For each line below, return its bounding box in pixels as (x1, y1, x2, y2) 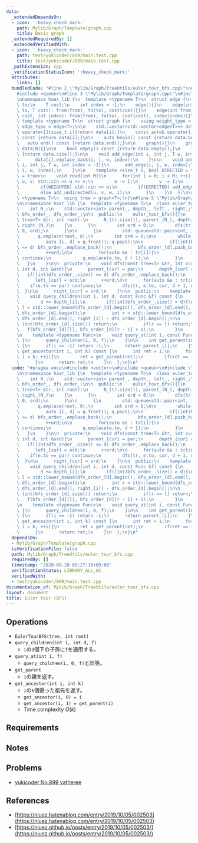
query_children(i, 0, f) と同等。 (23, 660, 105, 667)
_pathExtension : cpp (11, 63, 62, 70)
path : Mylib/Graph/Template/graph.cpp (16, 25, 112, 31)
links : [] (16, 80, 41, 86)
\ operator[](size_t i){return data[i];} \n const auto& (16, 129, 165, 136)
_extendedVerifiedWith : (11, 42, 70, 48)
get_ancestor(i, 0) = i (23, 694, 82, 700)
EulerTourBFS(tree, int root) (14, 634, 90, 640)
